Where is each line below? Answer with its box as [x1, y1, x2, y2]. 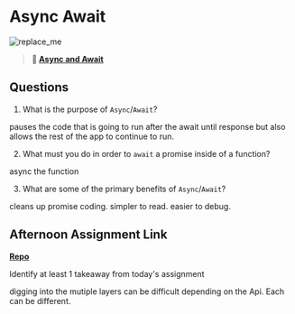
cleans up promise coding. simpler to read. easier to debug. [9, 200, 232, 211]
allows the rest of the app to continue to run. [9, 131, 174, 142]
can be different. [9, 295, 71, 306]
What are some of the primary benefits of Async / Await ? [22, 183, 226, 194]
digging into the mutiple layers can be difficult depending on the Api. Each [9, 286, 285, 297]
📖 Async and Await [31, 53, 104, 64]
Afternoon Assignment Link [9, 227, 168, 243]
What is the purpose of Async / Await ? [22, 104, 158, 115]
